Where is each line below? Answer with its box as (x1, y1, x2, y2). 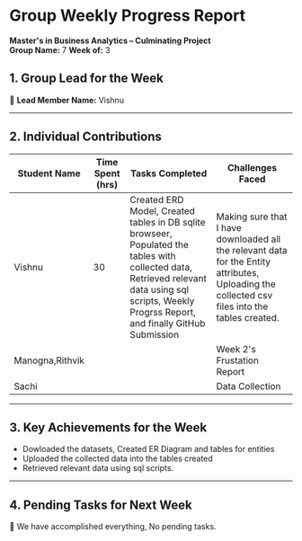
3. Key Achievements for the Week (9, 420, 208, 435)
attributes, (216, 266, 260, 279)
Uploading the (216, 278, 276, 290)
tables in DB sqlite (129, 216, 206, 228)
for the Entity (216, 255, 271, 268)
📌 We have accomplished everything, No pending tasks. (9, 521, 218, 532)
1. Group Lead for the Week (9, 71, 164, 86)
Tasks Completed (129, 167, 208, 180)
